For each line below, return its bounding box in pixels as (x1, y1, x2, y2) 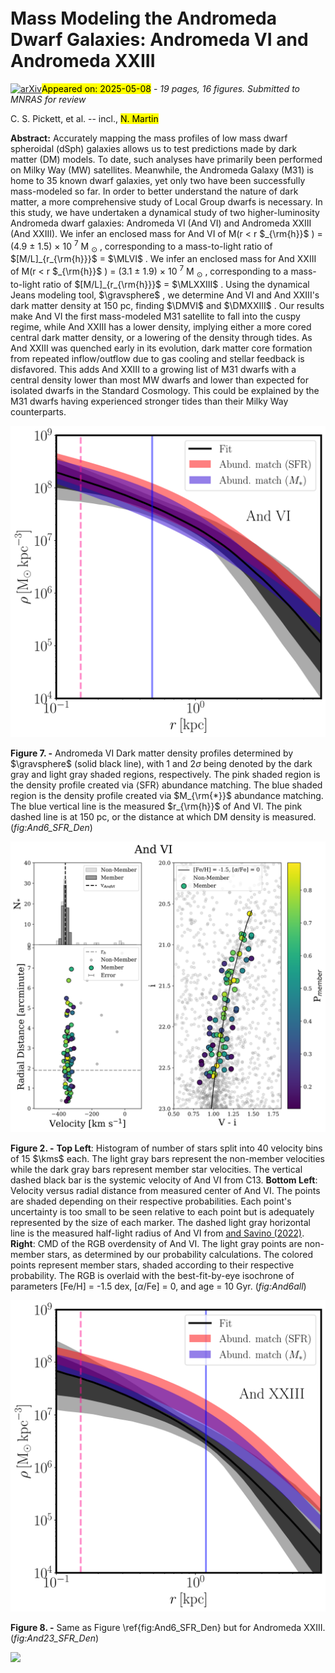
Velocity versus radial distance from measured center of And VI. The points (10, 1184, 321, 1196)
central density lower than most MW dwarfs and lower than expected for (10, 374, 309, 386)
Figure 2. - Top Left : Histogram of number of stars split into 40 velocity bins (10, 1142, 323, 1154)
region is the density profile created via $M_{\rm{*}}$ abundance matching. (10, 789, 324, 801)
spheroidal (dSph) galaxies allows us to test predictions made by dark (10, 142, 298, 154)
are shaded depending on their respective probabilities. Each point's (10, 1195, 292, 1207)
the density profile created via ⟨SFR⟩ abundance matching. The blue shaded (10, 779, 323, 791)
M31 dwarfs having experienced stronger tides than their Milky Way (10, 395, 289, 407)
